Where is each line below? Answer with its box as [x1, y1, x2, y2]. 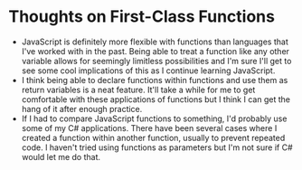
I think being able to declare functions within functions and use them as [21, 74, 288, 85]
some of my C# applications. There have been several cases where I [21, 122, 278, 133]
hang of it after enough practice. [21, 103, 143, 114]
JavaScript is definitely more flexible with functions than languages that [21, 36, 288, 47]
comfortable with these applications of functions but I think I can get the [21, 93, 291, 105]
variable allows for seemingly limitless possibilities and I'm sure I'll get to [21, 55, 292, 66]
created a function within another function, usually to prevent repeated [21, 132, 286, 143]
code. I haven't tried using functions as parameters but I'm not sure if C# [21, 142, 293, 153]
